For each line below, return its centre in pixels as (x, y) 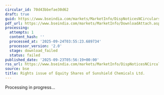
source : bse (17, 69)
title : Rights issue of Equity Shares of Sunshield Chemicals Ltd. (75, 73)
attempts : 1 (22, 32)
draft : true (17, 14)
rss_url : (14, 64)
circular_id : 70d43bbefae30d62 (37, 10)
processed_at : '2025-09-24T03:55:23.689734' (55, 42)
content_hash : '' (27, 37)
